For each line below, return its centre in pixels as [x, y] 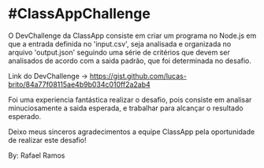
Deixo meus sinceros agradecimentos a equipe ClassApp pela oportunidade [132, 132]
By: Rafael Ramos [37, 155]
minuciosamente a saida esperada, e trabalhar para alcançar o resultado [126, 108]
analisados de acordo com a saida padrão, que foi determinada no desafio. [130, 61]
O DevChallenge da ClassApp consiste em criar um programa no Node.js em [132, 35]
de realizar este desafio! [47, 140]
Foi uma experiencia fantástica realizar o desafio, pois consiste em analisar [130, 99]
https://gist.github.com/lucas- [138, 76]
